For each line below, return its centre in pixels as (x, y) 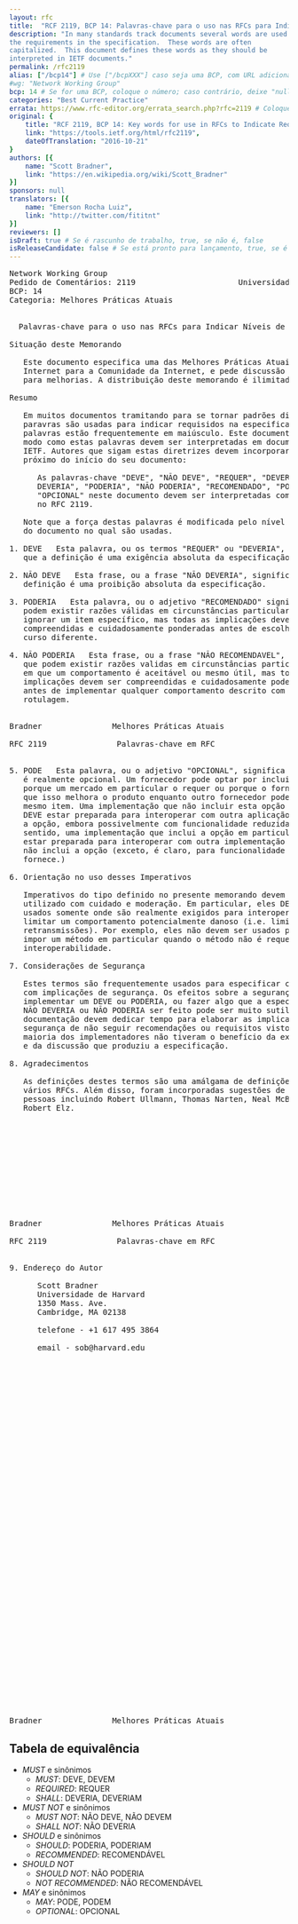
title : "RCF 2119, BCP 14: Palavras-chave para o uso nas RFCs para (141, 26)
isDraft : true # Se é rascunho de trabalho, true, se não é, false (137, 241)
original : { (31, 116)
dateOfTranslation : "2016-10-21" (87, 141)
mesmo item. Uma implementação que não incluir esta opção (154, 806)
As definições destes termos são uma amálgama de (133, 1081)
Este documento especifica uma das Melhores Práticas (143, 362)
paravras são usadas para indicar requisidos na (131, 424)
